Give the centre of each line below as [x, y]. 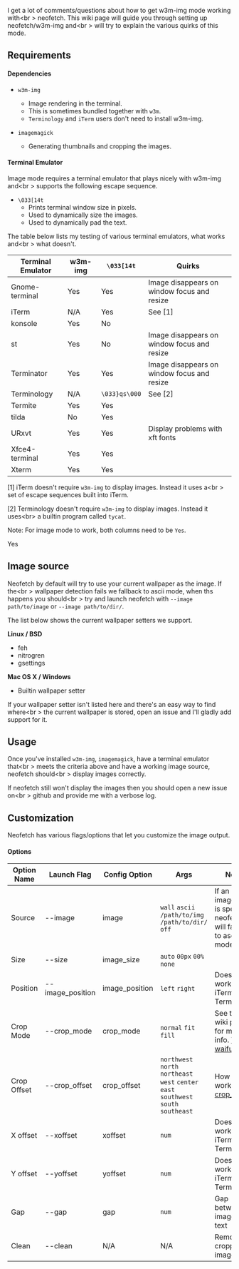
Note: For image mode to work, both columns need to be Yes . [97, 530]
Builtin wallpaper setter [52, 690]
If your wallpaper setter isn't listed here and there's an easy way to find [112, 704]
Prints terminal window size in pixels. [83, 207]
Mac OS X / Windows [39, 676]
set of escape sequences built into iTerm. [68, 494]
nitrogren [31, 655]
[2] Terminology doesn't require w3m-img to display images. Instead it [108, 509]
